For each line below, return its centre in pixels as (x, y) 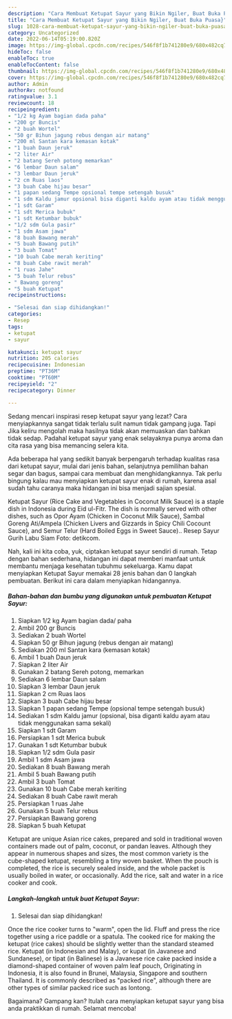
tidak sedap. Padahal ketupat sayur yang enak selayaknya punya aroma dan (115, 438)
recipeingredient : (34, 109)
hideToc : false (30, 52)
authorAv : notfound (36, 90)
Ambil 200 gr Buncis (47, 628)
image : (17, 45)
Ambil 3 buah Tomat (46, 781)
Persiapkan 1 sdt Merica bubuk (62, 738)
